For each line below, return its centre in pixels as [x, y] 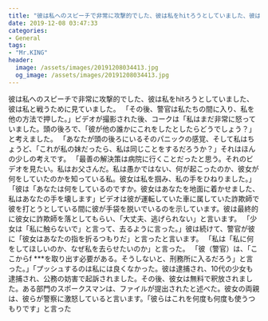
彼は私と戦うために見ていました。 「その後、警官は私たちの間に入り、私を [132, 109]
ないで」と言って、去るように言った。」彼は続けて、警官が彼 [156, 228]
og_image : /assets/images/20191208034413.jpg [93, 75]
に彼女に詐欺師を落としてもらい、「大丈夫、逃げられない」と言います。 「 [129, 218]
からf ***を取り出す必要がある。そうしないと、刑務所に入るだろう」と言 [134, 258]
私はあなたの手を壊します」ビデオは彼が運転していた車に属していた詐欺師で [134, 198]
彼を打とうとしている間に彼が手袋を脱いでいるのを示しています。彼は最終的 [134, 208]
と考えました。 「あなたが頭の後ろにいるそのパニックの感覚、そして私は [128, 139]
